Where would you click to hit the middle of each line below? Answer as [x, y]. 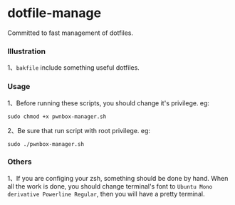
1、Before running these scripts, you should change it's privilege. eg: [109, 103]
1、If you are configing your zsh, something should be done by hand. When [118, 178]
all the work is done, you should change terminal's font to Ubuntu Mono [110, 186]
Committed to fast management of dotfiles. [70, 33]
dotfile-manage [54, 13]
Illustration [27, 51]
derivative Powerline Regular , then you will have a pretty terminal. [106, 194]
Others [20, 162]
